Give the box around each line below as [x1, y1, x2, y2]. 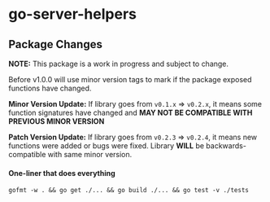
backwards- [206, 141, 246, 151]
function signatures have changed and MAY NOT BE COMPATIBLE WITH [8, 108, 253, 117]
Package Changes [8, 37, 103, 51]
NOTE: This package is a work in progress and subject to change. [8, 59, 229, 68]
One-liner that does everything [8, 168, 115, 178]
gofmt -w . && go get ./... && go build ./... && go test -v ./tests [8, 187, 250, 195]
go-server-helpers [8, 5, 137, 24]
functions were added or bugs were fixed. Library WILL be [8, 141, 205, 151]
